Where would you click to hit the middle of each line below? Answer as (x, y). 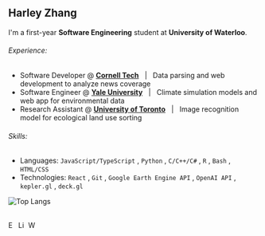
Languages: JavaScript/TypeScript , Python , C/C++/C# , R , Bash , (125, 161)
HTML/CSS (34, 170)
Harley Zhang (43, 13)
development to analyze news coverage (85, 84)
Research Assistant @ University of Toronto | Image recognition (129, 109)
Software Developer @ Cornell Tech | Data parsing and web (122, 76)
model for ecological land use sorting (81, 118)
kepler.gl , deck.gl (51, 186)
